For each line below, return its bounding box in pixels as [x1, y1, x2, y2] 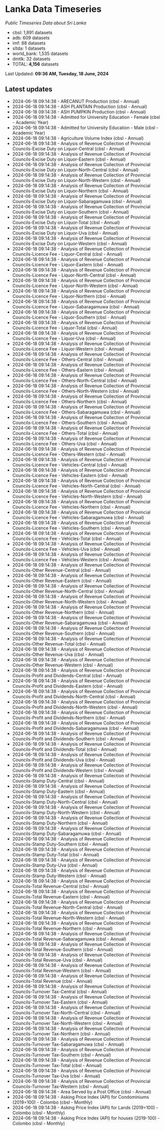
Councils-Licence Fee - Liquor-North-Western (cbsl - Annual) [12, 283, 138, 289]
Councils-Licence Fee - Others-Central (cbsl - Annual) [12, 356, 124, 362]
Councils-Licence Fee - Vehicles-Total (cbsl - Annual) [12, 536, 122, 541]
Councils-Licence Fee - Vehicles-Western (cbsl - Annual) [12, 556, 129, 562]
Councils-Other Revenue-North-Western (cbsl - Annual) [12, 598, 127, 604]
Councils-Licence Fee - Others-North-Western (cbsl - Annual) [12, 388, 139, 394]
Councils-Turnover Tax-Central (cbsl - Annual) [12, 988, 108, 995]
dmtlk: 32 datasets [12, 56, 51, 61]
